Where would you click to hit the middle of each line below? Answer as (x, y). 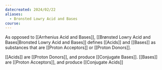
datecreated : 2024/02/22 (30, 10)
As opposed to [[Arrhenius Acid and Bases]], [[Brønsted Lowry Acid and (78, 37)
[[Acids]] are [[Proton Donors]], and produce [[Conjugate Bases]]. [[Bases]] (81, 57)
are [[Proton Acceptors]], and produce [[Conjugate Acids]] (64, 62)
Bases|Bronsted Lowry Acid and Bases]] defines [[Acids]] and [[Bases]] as (80, 43)
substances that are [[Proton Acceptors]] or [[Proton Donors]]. (68, 47)
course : (13, 23)
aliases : (14, 14)
